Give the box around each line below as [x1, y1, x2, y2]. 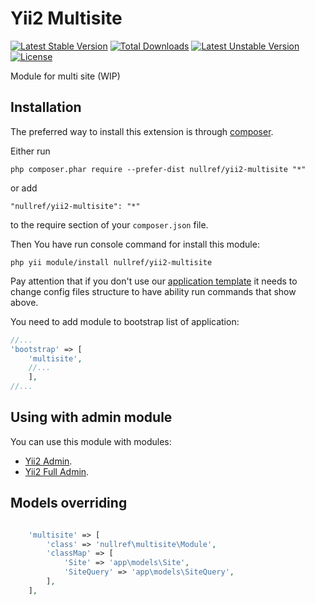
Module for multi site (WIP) [10, 70, 121, 82]
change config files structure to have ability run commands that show [10, 285, 297, 297]
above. [10, 296, 39, 308]
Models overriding [10, 495, 128, 512]
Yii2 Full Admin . [24, 465, 90, 477]
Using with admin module [10, 409, 173, 426]
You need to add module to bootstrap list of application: [10, 315, 240, 327]
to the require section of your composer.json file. [10, 218, 209, 231]
